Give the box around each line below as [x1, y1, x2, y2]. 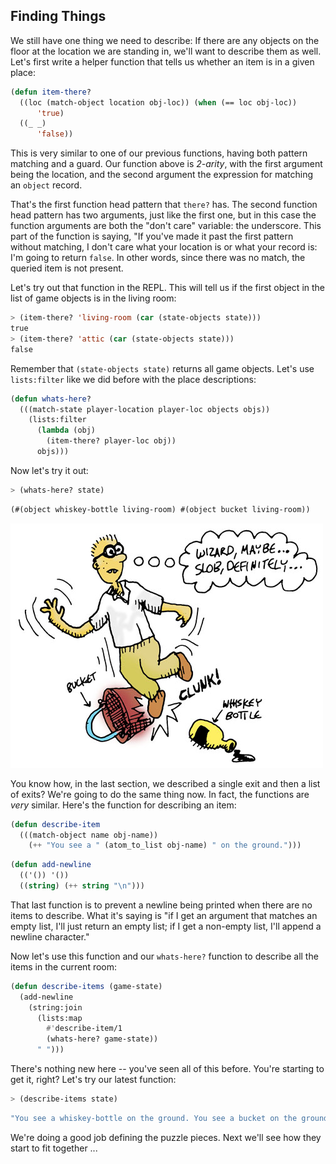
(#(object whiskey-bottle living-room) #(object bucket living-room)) [10, 504, 311, 514]
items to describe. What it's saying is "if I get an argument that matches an [10, 909, 318, 921]
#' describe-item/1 [46, 1024, 123, 1034]
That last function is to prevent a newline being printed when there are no [10, 899, 313, 911]
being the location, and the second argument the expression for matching [10, 169, 314, 181]
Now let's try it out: [10, 464, 89, 476]
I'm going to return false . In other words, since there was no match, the [10, 252, 306, 264]
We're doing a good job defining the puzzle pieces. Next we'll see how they [10, 1131, 322, 1143]
